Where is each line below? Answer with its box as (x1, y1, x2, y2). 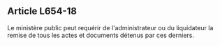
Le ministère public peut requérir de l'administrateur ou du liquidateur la (7, 23, 214, 32)
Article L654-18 (7, 5, 77, 17)
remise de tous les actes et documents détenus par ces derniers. (7, 31, 194, 39)
